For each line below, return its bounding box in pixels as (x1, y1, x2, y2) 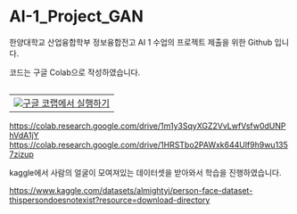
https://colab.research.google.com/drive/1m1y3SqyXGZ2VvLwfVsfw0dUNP (9, 120, 286, 131)
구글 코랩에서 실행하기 (22, 96, 110, 109)
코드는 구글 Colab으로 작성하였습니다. (9, 67, 141, 78)
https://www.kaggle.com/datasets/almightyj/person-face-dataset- (9, 185, 253, 195)
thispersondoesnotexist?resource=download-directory (9, 194, 210, 205)
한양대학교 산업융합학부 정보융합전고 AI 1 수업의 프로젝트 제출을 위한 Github (9, 37, 273, 47)
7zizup (9, 149, 34, 160)
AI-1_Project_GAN (9, 6, 144, 27)
